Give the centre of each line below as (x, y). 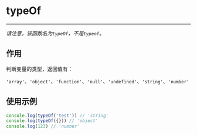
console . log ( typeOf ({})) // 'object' (52, 121)
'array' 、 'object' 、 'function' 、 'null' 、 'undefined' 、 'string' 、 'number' (98, 81)
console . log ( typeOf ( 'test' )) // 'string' (57, 116)
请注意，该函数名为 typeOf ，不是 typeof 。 (55, 33)
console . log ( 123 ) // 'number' (43, 126)
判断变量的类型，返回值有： (40, 69)
